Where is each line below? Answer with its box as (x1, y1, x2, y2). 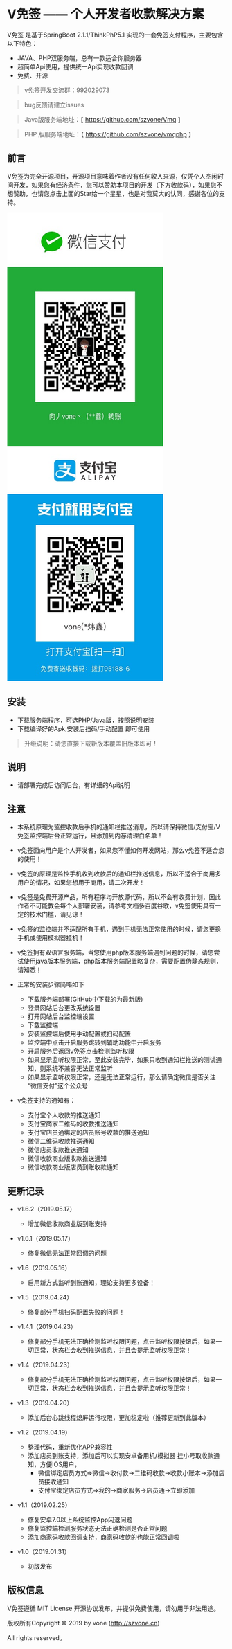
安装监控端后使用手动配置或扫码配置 (27, 1029, 132, 1038)
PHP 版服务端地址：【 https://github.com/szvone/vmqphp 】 (24, 129, 195, 138)
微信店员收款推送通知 (27, 1146, 89, 1154)
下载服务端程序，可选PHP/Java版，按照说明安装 (17, 716, 154, 724)
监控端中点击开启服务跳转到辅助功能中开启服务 (27, 1038, 161, 1047)
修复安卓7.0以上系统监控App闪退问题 (27, 1515, 133, 1524)
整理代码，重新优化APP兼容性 (27, 1443, 113, 1451)
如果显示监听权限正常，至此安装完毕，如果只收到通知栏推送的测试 (27, 1056, 216, 1064)
